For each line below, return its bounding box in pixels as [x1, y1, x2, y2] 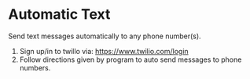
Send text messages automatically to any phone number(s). [8, 31, 202, 41]
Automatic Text [8, 5, 111, 23]
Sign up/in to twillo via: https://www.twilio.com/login [19, 46, 189, 56]
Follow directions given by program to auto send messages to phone [19, 55, 242, 64]
